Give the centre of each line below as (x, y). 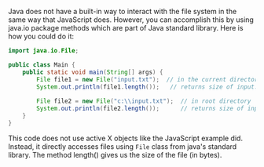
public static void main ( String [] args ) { (93, 72)
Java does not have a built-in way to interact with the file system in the (123, 11)
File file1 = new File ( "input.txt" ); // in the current (131, 79)
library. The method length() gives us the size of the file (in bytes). (115, 154)
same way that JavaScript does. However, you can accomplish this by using (131, 20)
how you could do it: (41, 36)
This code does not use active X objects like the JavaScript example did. (126, 138)
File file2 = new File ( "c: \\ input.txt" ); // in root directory (144, 101)
